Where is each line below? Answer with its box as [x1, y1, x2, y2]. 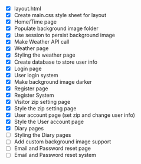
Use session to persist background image [14, 32, 116, 39]
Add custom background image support [14, 138, 112, 145]
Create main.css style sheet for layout [14, 12, 107, 19]
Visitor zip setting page [14, 98, 71, 105]
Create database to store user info [14, 58, 98, 65]
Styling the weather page [14, 51, 76, 58]
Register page [14, 85, 48, 92]
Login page [14, 65, 42, 72]
